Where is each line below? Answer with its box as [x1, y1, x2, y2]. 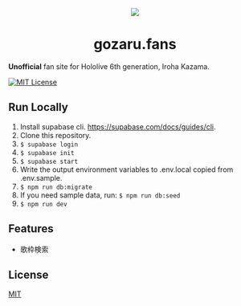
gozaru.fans [93, 35, 177, 54]
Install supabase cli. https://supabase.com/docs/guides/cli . [19, 121, 216, 132]
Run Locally [8, 100, 68, 114]
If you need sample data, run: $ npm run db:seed [19, 190, 181, 200]
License [8, 267, 49, 281]
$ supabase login [19, 141, 79, 149]
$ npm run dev [19, 200, 67, 208]
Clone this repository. [19, 130, 92, 140]
